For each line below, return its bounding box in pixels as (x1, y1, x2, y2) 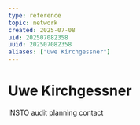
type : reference (8, 11, 61, 20)
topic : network (8, 19, 58, 27)
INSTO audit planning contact (8, 108, 104, 117)
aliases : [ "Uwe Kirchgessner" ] (8, 48, 111, 56)
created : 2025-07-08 (8, 26, 76, 34)
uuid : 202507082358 (8, 41, 72, 49)
